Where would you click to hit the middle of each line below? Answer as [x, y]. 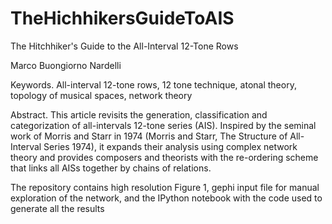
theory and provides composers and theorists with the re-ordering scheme [164, 157]
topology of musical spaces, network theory [101, 95]
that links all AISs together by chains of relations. [111, 168]
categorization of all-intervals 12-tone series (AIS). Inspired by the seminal [163, 125]
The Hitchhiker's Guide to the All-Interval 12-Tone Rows [124, 46]
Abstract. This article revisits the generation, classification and [139, 114]
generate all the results [57, 208]
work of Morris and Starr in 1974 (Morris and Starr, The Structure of [149, 136]
